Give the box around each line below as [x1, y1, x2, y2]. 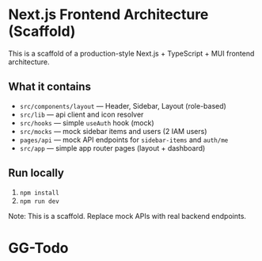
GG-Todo [8, 239, 69, 257]
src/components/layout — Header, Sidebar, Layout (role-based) [19, 101, 227, 110]
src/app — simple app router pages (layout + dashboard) [19, 143, 206, 152]
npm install [19, 189, 59, 197]
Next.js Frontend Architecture [8, 6, 209, 24]
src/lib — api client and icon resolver [19, 109, 144, 119]
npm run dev [19, 197, 59, 205]
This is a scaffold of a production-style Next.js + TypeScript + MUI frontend [8, 48, 255, 58]
